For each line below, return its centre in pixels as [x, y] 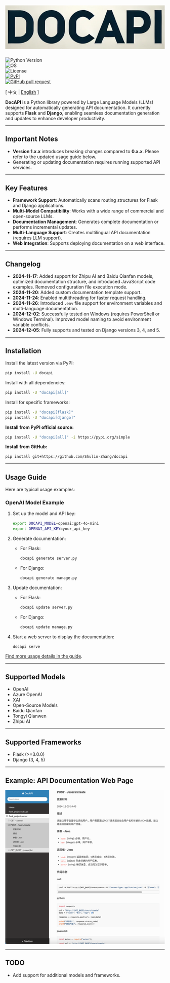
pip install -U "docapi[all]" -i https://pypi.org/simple [68, 437]
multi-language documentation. [45, 309]
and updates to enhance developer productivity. [55, 118]
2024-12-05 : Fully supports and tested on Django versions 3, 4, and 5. [86, 330]
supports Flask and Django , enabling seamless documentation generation [82, 113]
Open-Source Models [35, 705]
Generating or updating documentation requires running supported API [86, 162]
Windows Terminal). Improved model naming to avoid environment [82, 319]
